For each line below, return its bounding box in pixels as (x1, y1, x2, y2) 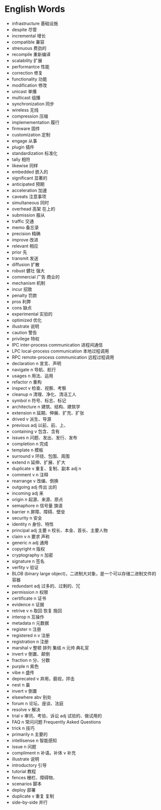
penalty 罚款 (11, 292, 37, 298)
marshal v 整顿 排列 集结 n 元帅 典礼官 (11, 644, 89, 651)
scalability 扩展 (11, 57, 42, 63)
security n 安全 (11, 515, 42, 521)
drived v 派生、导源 (11, 416, 52, 422)
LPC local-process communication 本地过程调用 (11, 348, 109, 354)
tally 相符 (11, 156, 31, 162)
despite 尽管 (11, 26, 37, 33)
